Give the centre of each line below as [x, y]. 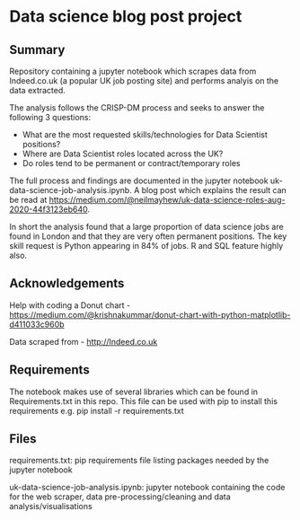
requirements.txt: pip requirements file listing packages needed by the [139, 461]
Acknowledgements [67, 283]
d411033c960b [37, 324]
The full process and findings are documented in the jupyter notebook [139, 181]
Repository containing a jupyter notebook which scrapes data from [133, 71]
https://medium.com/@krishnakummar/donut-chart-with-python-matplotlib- [150, 314]
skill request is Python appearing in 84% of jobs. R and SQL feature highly [146, 246]
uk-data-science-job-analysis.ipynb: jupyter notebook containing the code [147, 488]
